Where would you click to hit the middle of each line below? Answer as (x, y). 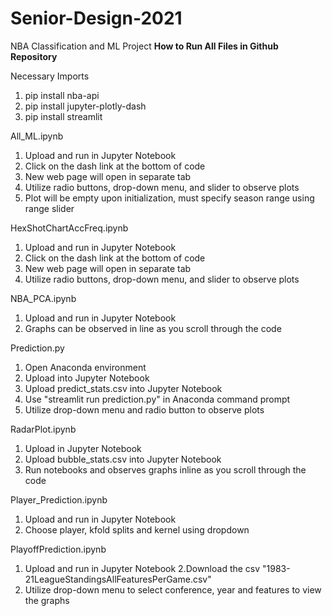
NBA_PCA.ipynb (43, 298)
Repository (34, 56)
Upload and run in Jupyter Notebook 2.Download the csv (142, 568)
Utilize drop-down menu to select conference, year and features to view (173, 589)
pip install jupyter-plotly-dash (85, 106)
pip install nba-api (62, 95)
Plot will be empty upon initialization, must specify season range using (169, 198)
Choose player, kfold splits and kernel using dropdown (137, 529)
